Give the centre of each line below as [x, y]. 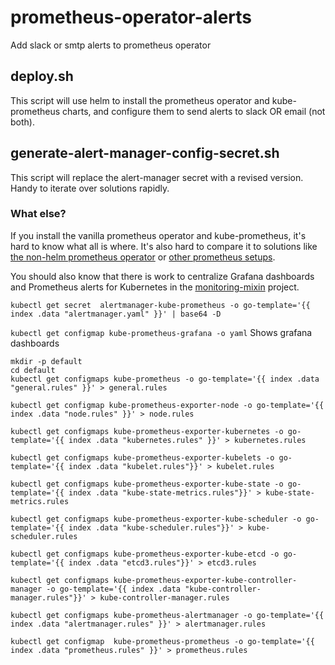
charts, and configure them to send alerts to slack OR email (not [194, 111]
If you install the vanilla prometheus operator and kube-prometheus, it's [158, 235]
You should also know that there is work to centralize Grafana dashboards [162, 276]
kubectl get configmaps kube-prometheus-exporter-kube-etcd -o [145, 554]
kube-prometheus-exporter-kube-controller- [205, 580]
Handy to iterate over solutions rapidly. [90, 188]
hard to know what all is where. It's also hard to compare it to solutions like [164, 246]
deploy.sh [42, 76]
